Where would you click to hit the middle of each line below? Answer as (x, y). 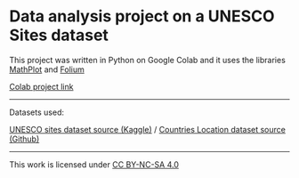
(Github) (24, 139)
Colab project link (41, 86)
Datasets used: (37, 112)
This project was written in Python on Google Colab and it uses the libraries (148, 60)
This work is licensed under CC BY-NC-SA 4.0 (94, 164)
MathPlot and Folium (47, 69)
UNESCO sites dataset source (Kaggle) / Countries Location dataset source (148, 129)
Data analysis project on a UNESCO (142, 16)
